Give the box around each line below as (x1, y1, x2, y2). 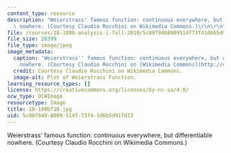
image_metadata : (7, 49, 54, 56)
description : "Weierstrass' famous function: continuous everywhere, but (7, 16, 223, 23)
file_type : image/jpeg (7, 42, 72, 49)
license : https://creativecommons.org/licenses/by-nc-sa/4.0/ (7, 86, 189, 93)
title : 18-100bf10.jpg (7, 106, 72, 113)
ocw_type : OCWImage (7, 93, 63, 100)
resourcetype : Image (7, 99, 67, 106)
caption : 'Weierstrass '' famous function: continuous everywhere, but (13, 55, 220, 62)
